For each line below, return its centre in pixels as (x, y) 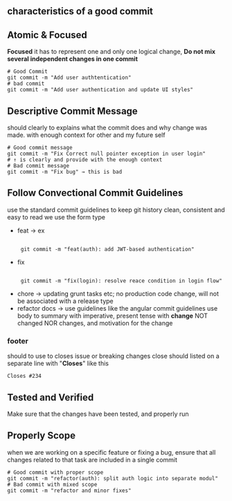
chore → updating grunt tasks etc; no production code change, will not (118, 293)
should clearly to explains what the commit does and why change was (107, 128)
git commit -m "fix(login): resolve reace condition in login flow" (122, 281)
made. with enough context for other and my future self (86, 135)
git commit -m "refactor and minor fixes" (69, 491)
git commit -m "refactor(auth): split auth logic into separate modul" (113, 478)
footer (18, 340)
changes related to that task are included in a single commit (92, 459)
